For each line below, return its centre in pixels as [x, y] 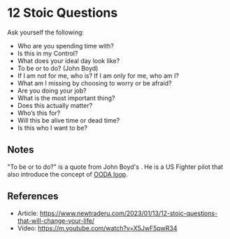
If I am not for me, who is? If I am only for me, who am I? [98, 76]
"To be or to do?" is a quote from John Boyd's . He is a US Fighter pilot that [115, 167]
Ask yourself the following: [46, 32]
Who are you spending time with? [65, 46]
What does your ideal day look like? [69, 60]
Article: [28, 213]
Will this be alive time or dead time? [69, 120]
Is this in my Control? [48, 53]
